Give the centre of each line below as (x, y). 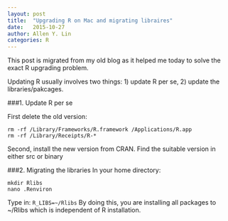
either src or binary (36, 157)
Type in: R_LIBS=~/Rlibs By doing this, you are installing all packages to (112, 203)
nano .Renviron (30, 189)
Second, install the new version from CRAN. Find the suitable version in (112, 149)
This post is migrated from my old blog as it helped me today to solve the (114, 60)
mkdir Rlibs (25, 183)
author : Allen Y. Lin (39, 34)
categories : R (28, 40)
